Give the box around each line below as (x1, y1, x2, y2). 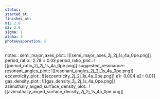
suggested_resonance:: (78, 62, 125, 68)
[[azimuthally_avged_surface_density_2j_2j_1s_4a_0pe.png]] (5, 88, 124, 94)
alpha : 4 (5, 35, 23, 40)
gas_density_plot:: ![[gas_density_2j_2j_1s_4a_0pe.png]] (5, 78, 115, 84)
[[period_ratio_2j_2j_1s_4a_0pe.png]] (5, 62, 78, 68)
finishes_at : (5, 16, 32, 21)
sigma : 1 (5, 30, 23, 35)
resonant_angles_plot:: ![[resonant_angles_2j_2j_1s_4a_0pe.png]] (5, 68, 134, 74)
